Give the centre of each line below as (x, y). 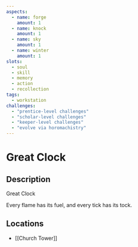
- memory (22, 78)
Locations (25, 224)
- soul (20, 67)
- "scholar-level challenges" (49, 117)
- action (22, 84)
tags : (13, 95)
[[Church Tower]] (36, 238)
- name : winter (30, 51)
